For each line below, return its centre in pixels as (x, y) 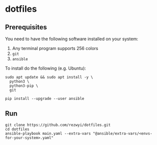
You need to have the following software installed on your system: (72, 39)
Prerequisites (26, 27)
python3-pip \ (24, 86)
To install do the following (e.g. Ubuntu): (46, 68)
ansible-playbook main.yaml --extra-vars (48, 133)
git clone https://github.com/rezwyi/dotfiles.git (58, 125)
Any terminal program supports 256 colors (55, 48)
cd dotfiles (17, 129)
